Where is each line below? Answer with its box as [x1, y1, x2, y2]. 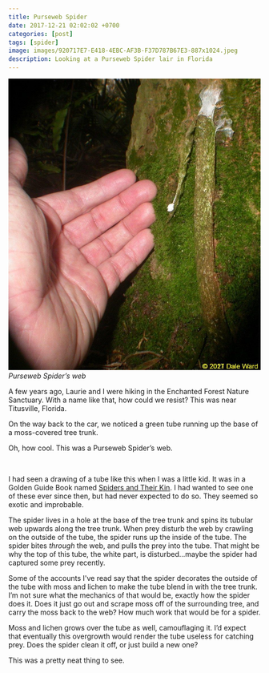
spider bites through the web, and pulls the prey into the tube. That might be [8, 541, 260, 550]
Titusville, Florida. [8, 403, 67, 413]
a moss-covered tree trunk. [8, 427, 98, 437]
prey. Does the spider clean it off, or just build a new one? [8, 639, 199, 649]
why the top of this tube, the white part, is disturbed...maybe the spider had [8, 549, 258, 558]
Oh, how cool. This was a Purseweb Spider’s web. [8, 443, 174, 453]
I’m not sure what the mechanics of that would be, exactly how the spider [8, 590, 251, 600]
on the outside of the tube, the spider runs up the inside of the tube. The [8, 532, 247, 542]
